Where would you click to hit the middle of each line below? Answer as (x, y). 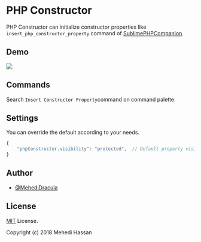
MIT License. (22, 220)
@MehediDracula (36, 187)
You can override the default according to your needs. (73, 133)
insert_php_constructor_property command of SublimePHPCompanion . (95, 33)
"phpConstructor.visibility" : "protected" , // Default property (100, 149)
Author (19, 173)
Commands (28, 85)
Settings (22, 118)
